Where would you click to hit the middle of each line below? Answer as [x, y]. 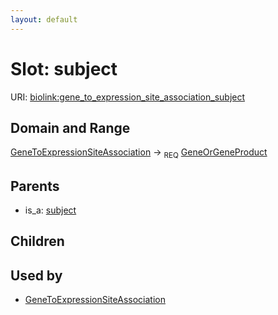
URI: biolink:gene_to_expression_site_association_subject [128, 97]
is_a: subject [50, 210]
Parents [35, 186]
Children [37, 241]
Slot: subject [64, 68]
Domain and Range [70, 127]
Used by [36, 275]
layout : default [44, 19]
